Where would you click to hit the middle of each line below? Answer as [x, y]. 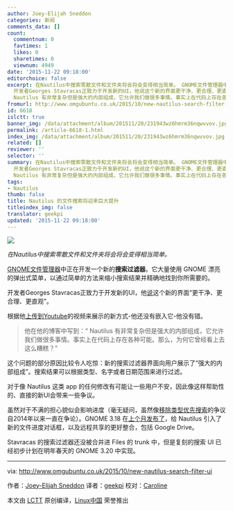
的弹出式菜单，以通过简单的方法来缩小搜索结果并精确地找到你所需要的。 [110, 277]
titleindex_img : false [40, 208]
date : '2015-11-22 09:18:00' [49, 72]
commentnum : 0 [34, 40]
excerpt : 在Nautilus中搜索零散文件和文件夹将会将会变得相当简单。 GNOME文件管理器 [115, 85]
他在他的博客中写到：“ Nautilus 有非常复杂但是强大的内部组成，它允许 [124, 330]
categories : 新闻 [31, 20]
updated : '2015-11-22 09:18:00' [54, 220]
